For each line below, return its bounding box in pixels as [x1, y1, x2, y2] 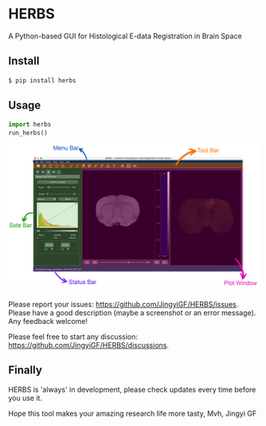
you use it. [8, 392, 42, 403]
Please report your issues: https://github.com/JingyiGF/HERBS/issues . [8, 300, 239, 310]
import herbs [8, 120, 52, 128]
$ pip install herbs [8, 77, 77, 85]
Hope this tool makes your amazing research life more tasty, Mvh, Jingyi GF [8, 408, 257, 418]
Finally [8, 364, 42, 377]
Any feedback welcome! [8, 317, 88, 326]
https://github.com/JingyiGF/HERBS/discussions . [8, 341, 170, 350]
